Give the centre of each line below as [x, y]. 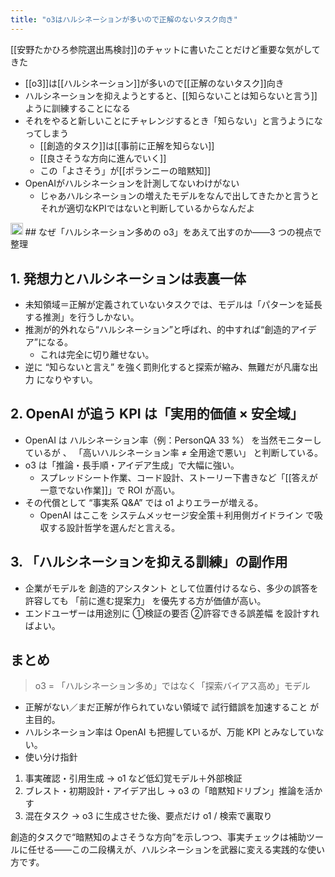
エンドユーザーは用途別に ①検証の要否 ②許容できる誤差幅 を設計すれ [172, 613]
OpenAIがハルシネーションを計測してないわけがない [132, 183]
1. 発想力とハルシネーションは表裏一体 [128, 278]
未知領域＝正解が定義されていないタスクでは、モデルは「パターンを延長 [173, 304]
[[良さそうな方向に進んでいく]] [103, 158]
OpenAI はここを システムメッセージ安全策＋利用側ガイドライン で [177, 515]
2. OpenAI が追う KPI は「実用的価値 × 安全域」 [157, 414]
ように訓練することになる [77, 108]
